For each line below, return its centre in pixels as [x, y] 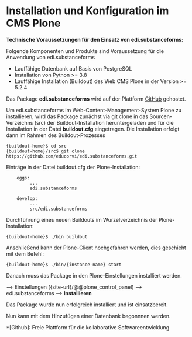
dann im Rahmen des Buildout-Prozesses [56, 135]
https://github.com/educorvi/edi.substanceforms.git [72, 156]
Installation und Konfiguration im [88, 11]
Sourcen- [161, 116]
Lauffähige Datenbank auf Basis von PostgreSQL [73, 68]
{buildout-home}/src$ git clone [45, 151]
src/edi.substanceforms [59, 209]
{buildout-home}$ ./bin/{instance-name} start [64, 265]
